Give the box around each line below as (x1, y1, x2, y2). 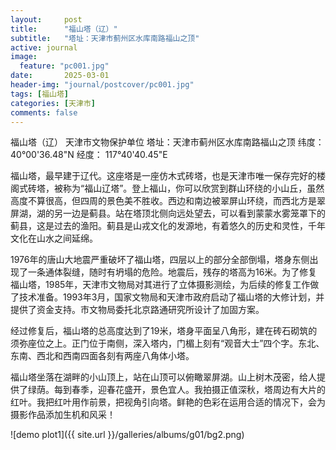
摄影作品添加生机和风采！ (10, 409, 116, 421)
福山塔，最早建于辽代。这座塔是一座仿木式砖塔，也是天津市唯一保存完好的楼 (10, 170, 326, 182)
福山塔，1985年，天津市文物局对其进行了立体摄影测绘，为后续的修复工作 (10, 279, 311, 291)
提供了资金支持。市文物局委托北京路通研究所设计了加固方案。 (10, 304, 265, 316)
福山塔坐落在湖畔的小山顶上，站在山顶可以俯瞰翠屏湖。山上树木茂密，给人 (10, 371, 317, 383)
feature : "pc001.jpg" (19, 61, 110, 71)
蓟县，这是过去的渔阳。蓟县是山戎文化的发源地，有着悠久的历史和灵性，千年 (10, 220, 326, 232)
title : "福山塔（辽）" (10, 24, 118, 34)
